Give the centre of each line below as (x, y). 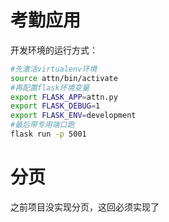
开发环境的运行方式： (54, 50)
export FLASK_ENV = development (73, 116)
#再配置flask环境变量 (50, 87)
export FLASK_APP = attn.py (64, 97)
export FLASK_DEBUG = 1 (55, 106)
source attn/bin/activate (64, 78)
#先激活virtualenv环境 (54, 69)
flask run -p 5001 (48, 134)
